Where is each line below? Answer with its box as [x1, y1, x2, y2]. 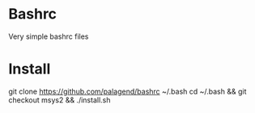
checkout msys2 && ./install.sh [8, 94, 111, 105]
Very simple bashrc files [8, 31, 89, 41]
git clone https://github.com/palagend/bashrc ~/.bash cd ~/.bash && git [8, 86, 247, 96]
